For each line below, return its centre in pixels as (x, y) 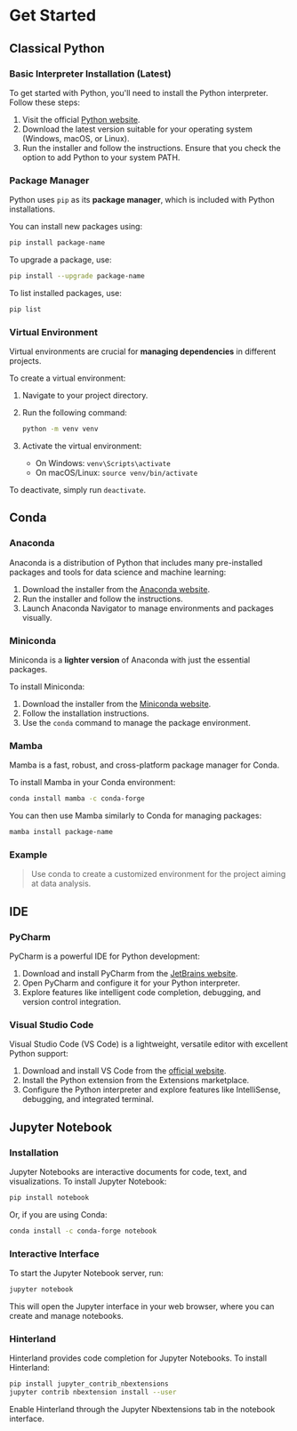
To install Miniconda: (47, 687)
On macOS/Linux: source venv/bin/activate (116, 472)
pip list (25, 309)
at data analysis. (61, 884)
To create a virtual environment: (68, 378)
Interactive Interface (54, 1253)
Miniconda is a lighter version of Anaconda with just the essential (130, 660)
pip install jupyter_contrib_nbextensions (89, 1384)
